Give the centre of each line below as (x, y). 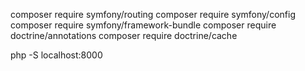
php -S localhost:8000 (56, 55)
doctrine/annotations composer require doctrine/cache (124, 35)
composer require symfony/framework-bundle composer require (143, 25)
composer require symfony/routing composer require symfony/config (153, 14)
